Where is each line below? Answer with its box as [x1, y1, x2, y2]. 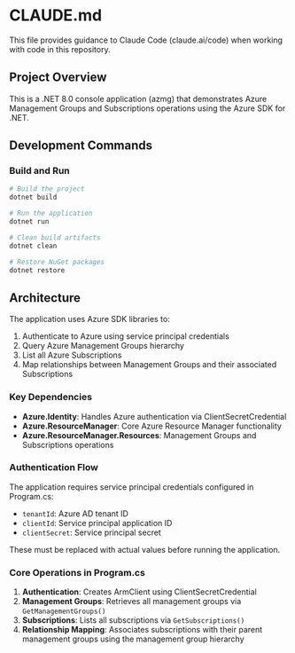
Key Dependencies [9, 391, 93, 404]
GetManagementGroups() [21, 607, 106, 617]
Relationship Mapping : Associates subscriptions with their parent [21, 625, 263, 635]
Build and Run [9, 165, 71, 177]
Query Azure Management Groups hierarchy [21, 341, 184, 351]
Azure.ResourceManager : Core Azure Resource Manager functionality [21, 421, 282, 431]
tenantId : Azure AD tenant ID [21, 507, 128, 519]
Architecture [9, 290, 82, 305]
